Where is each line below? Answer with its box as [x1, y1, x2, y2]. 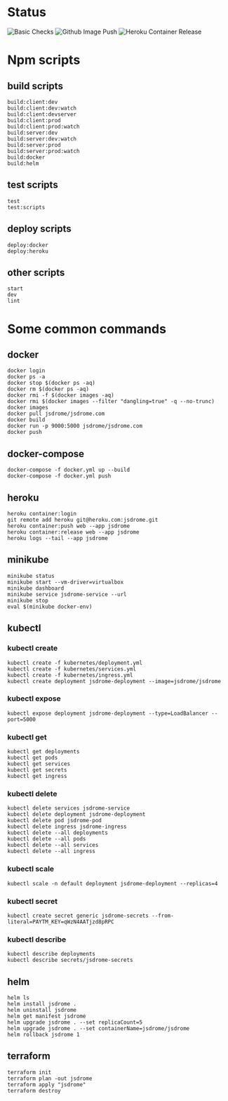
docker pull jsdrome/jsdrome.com [7, 410, 105, 418]
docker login [7, 367, 46, 374]
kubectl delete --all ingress [7, 848, 96, 855]
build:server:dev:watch [7, 135, 77, 143]
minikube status [7, 572, 55, 579]
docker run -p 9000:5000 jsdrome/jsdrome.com [7, 423, 142, 430]
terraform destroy [7, 1087, 61, 1094]
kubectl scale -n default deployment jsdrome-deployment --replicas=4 [7, 880, 218, 887]
